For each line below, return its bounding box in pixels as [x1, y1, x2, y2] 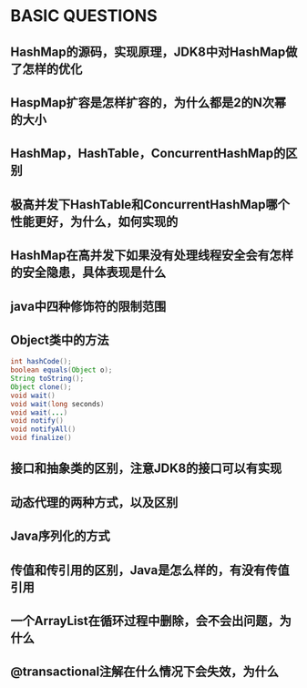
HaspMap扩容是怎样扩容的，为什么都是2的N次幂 [10, 95, 287, 110]
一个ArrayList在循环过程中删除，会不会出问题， [10, 613, 281, 629]
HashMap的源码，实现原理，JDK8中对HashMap [10, 44, 286, 59]
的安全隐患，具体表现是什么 [10, 265, 167, 281]
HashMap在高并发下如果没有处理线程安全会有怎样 [10, 248, 294, 263]
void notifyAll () [10, 425, 77, 434]
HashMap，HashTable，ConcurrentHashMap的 [10, 146, 286, 161]
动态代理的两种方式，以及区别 [10, 494, 179, 510]
